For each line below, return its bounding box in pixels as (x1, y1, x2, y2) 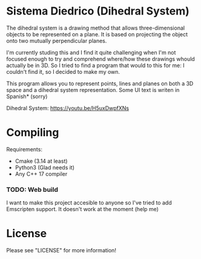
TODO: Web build (6, 185, 59, 194)
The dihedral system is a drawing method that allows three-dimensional (6, 24, 185, 31)
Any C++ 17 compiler (15, 170, 68, 177)
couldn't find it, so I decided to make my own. (6, 68, 120, 75)
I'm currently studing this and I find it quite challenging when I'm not (6, 48, 176, 56)
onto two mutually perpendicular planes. (6, 37, 107, 44)
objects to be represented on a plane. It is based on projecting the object (6, 30, 188, 38)
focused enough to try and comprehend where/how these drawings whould (6, 55, 195, 62)
